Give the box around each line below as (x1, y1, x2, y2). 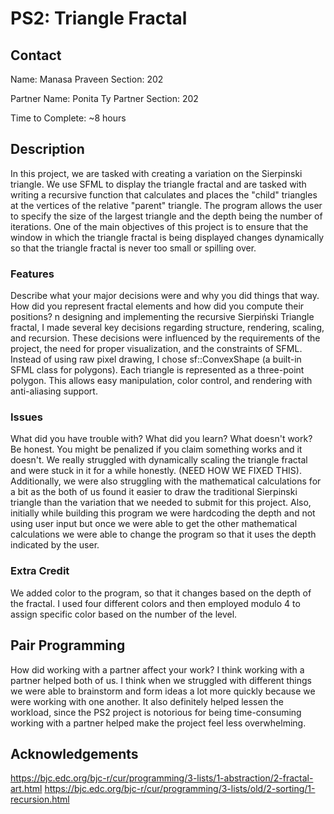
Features (10, 267, 55, 281)
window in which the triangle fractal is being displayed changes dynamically (10, 231, 325, 243)
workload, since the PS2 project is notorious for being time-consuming (10, 706, 302, 718)
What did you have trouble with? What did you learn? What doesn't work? (10, 433, 313, 445)
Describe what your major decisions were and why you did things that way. (10, 290, 320, 302)
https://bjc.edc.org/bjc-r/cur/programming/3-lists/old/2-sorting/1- (44, 783, 316, 795)
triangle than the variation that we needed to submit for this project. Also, (10, 497, 312, 509)
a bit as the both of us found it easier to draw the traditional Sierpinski (10, 486, 298, 498)
